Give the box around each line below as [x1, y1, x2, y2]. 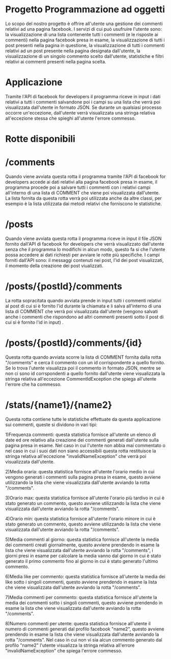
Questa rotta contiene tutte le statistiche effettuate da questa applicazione [5, 416, 161, 422]
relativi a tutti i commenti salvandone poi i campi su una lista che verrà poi [5, 99, 160, 105]
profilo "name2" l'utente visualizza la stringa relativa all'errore [5, 642, 135, 648]
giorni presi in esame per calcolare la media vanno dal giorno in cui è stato [5, 553, 161, 559]
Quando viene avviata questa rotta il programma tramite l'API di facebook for [5, 173, 166, 180]
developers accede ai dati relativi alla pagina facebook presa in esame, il [5, 179, 158, 185]
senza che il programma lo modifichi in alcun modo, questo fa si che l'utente [5, 246, 165, 252]
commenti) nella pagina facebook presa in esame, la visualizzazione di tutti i [5, 37, 165, 43]
